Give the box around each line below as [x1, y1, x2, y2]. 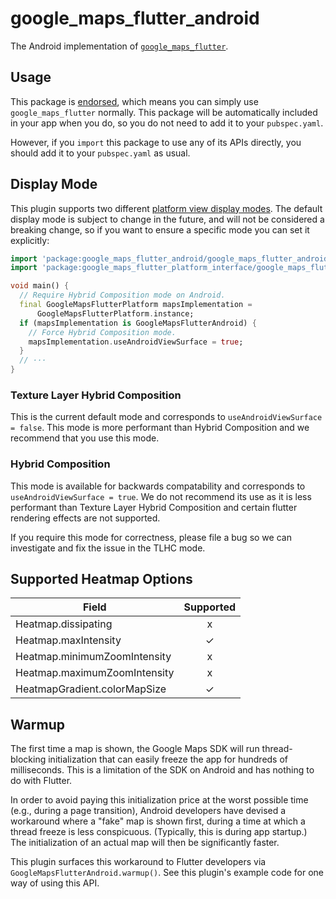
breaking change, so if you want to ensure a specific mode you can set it [10, 223, 310, 236]
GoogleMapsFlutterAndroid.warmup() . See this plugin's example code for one [10, 867, 324, 879]
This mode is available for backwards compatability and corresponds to [10, 480, 306, 492]
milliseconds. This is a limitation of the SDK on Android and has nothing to [10, 764, 315, 776]
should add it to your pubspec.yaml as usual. [10, 147, 191, 159]
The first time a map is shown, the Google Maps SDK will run [10, 743, 260, 755]
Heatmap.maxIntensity [15, 633, 122, 647]
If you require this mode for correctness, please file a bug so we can [10, 531, 292, 543]
